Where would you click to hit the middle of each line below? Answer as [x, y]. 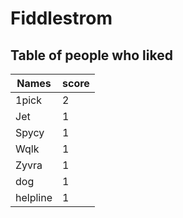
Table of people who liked [91, 55]
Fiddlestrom [61, 18]
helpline [34, 197]
